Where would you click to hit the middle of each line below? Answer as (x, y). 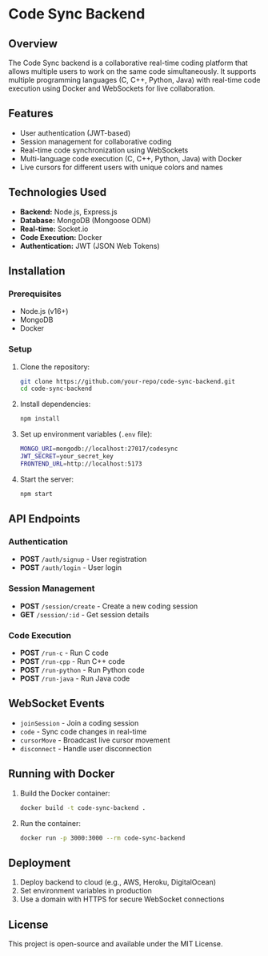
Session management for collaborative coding (96, 141)
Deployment (40, 862)
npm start (36, 494)
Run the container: (50, 823)
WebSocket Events (57, 704)
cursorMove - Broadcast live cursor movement (95, 740)
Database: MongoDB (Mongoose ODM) (85, 220)
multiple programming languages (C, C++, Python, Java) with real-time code (134, 80)
